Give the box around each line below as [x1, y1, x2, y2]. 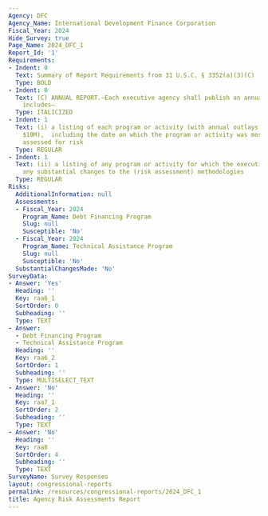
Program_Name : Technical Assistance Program [22, 242, 173, 250]
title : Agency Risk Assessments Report [8, 495, 141, 503]
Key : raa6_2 [15, 354, 56, 362]
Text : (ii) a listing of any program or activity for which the [15, 161, 234, 169]
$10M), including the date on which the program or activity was [22, 130, 248, 138]
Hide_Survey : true [8, 34, 69, 42]
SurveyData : [8, 272, 48, 280]
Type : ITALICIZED [15, 109, 73, 117]
